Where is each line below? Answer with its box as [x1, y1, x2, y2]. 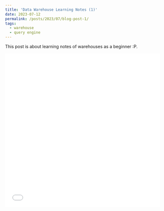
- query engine [9, 30, 41, 35]
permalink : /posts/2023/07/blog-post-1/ [5, 16, 89, 21]
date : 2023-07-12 [5, 12, 41, 17]
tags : [5, 21, 16, 26]
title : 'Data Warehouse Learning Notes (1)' [5, 7, 98, 12]
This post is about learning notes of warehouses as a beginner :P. [5, 44, 138, 49]
